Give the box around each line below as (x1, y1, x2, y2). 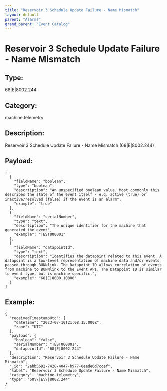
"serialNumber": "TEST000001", (14, 342, 79, 347)
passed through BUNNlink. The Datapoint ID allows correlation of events (5, 262, 162, 267)
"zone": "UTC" (14, 324, 43, 329)
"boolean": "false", (14, 337, 57, 342)
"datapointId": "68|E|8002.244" (14, 346, 81, 351)
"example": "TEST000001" (14, 232, 66, 237)
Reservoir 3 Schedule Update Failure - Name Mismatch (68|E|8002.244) (5, 142, 154, 148)
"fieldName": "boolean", (14, 179, 66, 184)
